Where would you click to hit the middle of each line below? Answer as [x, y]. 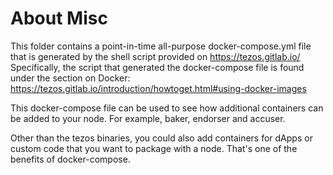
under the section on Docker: [70, 78]
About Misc [59, 18]
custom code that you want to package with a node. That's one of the [154, 148]
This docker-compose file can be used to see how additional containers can [167, 108]
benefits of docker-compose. [70, 159]
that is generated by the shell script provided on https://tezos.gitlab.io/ [155, 56]
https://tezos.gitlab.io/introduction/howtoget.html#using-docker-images [158, 88]
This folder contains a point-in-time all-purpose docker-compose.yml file [161, 46]
